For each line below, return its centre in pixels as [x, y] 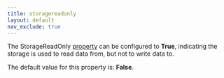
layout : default [31, 20]
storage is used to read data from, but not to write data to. [91, 54]
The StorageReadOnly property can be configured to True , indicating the [112, 47]
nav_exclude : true [34, 26]
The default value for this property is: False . [71, 68]
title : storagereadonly [42, 14]
